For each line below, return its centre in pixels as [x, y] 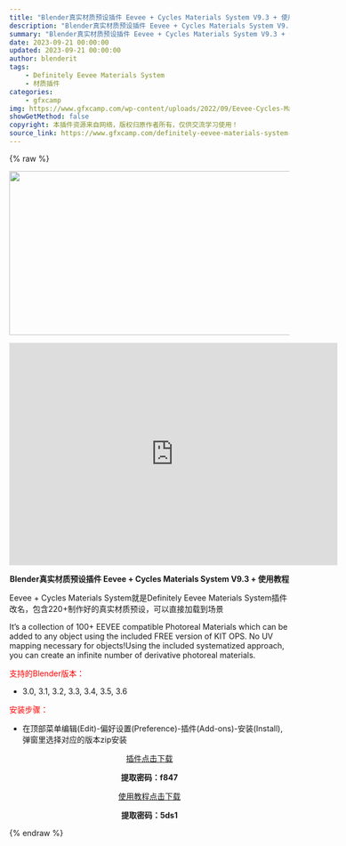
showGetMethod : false [49, 117]
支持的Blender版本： [47, 673]
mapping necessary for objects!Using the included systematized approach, [147, 645]
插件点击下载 [149, 758]
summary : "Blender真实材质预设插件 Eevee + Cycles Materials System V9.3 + [148, 34]
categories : [31, 92]
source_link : [33, 133]
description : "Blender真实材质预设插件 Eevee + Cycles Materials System [141, 26]
